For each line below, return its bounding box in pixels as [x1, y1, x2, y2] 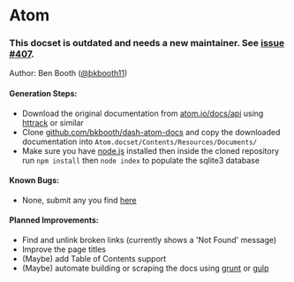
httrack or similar [21, 117, 84, 128]
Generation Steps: [9, 88, 78, 99]
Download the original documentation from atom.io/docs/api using [21, 108, 264, 118]
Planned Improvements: [9, 215, 99, 225]
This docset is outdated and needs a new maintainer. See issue [9, 37, 285, 50]
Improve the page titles [21, 244, 106, 255]
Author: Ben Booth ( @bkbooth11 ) [9, 68, 128, 79]
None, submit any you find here [21, 194, 137, 205]
